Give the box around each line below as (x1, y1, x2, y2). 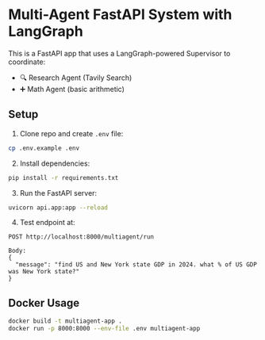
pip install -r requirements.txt (8, 174, 119, 181)
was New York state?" (8, 268, 80, 276)
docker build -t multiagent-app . (8, 317, 123, 326)
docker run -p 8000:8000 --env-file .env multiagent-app (8, 325, 201, 333)
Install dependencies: (19, 159, 90, 168)
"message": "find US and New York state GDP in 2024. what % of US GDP (15, 261, 258, 269)
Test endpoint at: (19, 218, 75, 227)
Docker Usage (8, 296, 80, 310)
